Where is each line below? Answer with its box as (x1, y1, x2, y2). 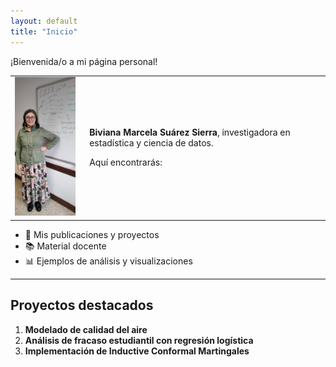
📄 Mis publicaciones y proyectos (24, 228, 160, 240)
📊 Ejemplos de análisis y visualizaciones (24, 255, 193, 267)
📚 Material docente (24, 240, 107, 252)
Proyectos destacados (10, 297, 154, 314)
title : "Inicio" (10, 26, 78, 37)
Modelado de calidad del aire (24, 323, 148, 335)
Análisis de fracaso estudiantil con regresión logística (24, 334, 254, 346)
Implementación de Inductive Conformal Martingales (24, 345, 250, 357)
